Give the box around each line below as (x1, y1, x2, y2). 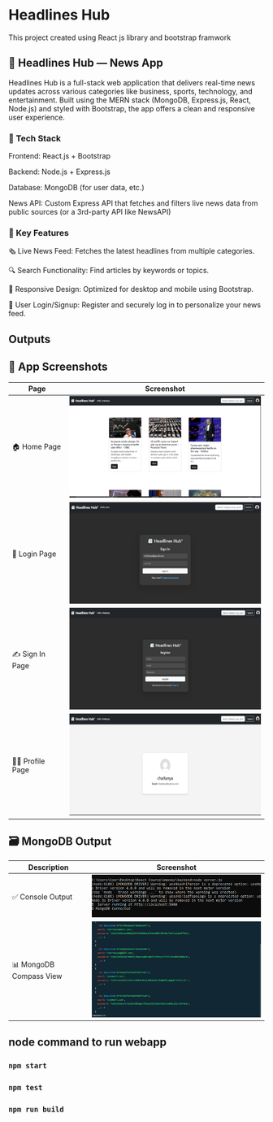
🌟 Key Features (8, 227, 69, 238)
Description (28, 862, 69, 872)
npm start (8, 1061, 47, 1071)
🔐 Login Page (11, 549, 57, 559)
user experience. (8, 112, 65, 122)
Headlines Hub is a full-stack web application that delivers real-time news (8, 77, 256, 87)
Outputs (8, 332, 51, 346)
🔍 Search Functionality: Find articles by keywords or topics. (8, 266, 210, 276)
